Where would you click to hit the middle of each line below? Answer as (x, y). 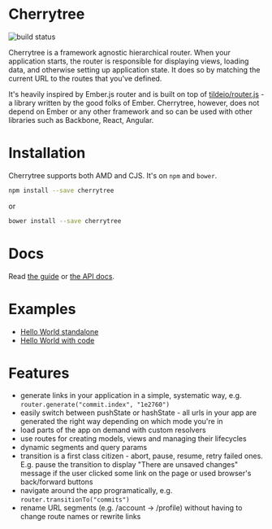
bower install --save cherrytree (65, 221)
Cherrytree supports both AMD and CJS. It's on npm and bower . (113, 175)
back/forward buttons (56, 482)
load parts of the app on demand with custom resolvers (113, 430)
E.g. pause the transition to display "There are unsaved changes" (129, 465)
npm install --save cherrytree (61, 190)
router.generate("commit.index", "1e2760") (95, 405)
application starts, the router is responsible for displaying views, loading (129, 61)
